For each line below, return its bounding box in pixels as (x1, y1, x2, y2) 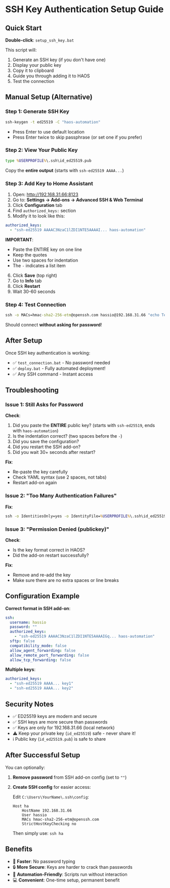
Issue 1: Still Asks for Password (5, 401, 83, 408)
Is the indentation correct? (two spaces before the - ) (12, 433, 122, 439)
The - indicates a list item (12, 262, 66, 269)
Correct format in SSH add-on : (5, 605, 71, 611)
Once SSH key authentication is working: (5, 350, 91, 356)
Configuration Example (5, 592, 80, 601)
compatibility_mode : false (10, 643, 67, 648)
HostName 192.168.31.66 (22, 808, 72, 813)
